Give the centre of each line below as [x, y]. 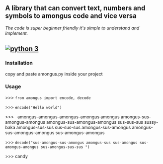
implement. [17, 33]
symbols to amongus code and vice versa [71, 16]
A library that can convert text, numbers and [75, 8]
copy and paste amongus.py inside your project [54, 74]
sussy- [151, 122]
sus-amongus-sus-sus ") [65, 147]
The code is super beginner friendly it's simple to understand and [72, 28]
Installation [19, 63]
